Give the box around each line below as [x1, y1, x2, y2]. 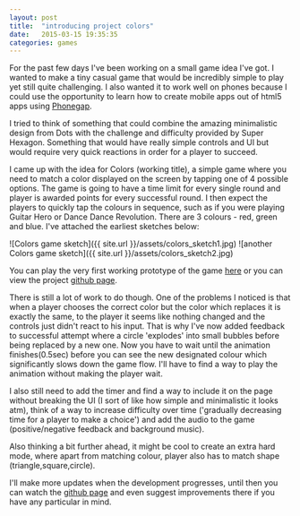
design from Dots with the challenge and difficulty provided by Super [9, 127, 264, 139]
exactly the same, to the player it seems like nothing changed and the [9, 311, 266, 322]
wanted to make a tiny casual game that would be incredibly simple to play [9, 73, 285, 83]
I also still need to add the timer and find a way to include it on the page [9, 386, 273, 397]
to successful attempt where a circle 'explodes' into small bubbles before [9, 331, 280, 341]
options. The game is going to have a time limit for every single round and [9, 183, 281, 193]
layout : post [9, 13, 58, 22]
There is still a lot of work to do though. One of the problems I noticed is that [9, 292, 291, 303]
